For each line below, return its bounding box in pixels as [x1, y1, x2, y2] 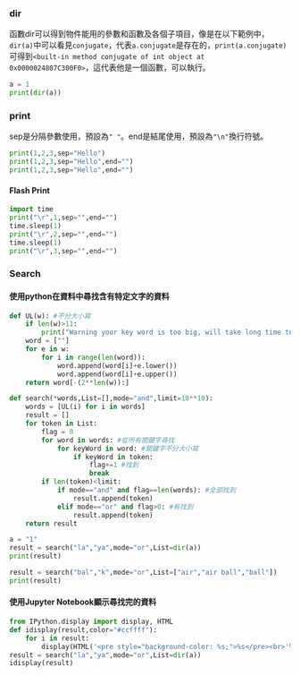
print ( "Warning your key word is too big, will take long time [41, 328, 281, 338]
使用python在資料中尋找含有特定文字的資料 [9, 290, 170, 302]
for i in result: [25, 634, 90, 643]
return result [25, 518, 78, 528]
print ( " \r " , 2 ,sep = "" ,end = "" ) [9, 229, 118, 239]
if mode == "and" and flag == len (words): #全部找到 [56, 486, 237, 495]
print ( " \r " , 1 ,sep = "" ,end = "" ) [9, 213, 118, 222]
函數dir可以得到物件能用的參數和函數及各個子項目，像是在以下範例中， [9, 29, 270, 39]
